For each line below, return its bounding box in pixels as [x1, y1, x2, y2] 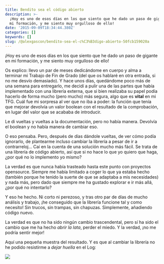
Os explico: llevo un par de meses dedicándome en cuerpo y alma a [5, 67, 142, 73]
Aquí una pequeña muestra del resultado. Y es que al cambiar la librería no [5, 239, 155, 245]
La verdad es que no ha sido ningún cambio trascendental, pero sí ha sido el [5, 219, 159, 225]
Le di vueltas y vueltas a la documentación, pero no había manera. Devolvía [5, 118, 157, 124]
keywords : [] [5, 35, 32, 40]
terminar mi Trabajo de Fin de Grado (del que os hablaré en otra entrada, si [5, 72, 156, 79]
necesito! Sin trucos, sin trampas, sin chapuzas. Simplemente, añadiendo [5, 204, 152, 210]
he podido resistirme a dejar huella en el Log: [5, 244, 96, 250]
